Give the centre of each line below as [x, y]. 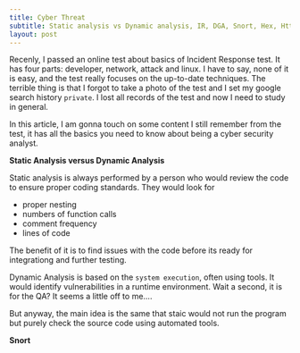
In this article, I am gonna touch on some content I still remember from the [146, 124]
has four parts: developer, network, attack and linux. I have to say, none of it [149, 69]
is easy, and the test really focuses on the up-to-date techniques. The [137, 79]
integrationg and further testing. [68, 260]
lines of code [46, 233]
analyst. [24, 143]
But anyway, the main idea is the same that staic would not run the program [148, 314]
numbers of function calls [69, 214]
